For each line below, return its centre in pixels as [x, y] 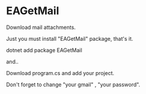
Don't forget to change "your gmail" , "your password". [73, 85]
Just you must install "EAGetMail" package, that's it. [70, 38]
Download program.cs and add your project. [60, 73]
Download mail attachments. [41, 27]
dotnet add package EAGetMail [44, 50]
